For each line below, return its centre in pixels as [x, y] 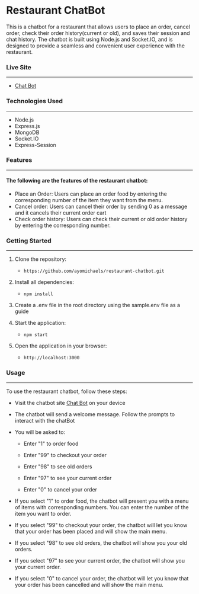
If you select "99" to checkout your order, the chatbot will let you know [101, 525]
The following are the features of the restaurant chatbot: [77, 181]
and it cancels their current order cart [60, 213]
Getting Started [29, 241]
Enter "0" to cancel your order [60, 489]
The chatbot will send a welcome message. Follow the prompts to [95, 414]
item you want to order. [43, 513]
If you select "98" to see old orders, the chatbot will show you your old [101, 542]
